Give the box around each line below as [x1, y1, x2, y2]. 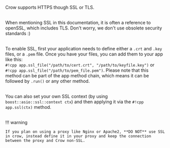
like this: [5, 56, 23, 63]
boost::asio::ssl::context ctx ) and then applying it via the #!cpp [5, 99, 144, 105]
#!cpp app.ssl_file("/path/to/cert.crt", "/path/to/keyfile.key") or [5, 62, 155, 68]
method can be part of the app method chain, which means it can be [5, 73, 149, 78]
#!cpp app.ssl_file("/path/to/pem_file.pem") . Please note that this [5, 67, 149, 73]
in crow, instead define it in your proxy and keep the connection [5, 134, 152, 139]
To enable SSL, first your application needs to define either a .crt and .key [5, 46, 162, 51]
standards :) [5, 31, 31, 36]
